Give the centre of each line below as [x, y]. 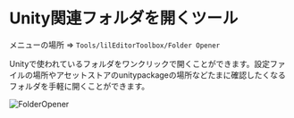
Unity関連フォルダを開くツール [124, 18]
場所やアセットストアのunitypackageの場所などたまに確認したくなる [159, 75]
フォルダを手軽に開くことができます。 [80, 86]
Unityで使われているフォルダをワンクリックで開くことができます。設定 [140, 63]
